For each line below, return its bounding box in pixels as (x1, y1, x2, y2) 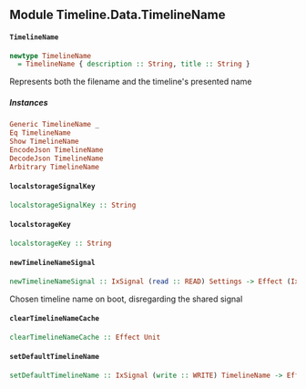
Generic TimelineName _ (9, 120, 100, 129)
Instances (9, 97, 48, 107)
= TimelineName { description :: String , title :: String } (17, 59, 250, 69)
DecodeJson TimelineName (9, 154, 104, 163)
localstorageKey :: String (9, 239, 112, 248)
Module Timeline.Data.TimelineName (9, 7, 226, 23)
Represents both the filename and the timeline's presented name (9, 77, 252, 87)
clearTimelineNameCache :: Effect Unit (9, 333, 161, 342)
